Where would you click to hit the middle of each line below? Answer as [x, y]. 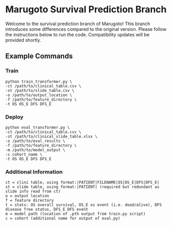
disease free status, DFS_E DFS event [47, 210]
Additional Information [34, 172]
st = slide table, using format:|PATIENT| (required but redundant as [82, 187]
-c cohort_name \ [24, 154]
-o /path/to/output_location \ [39, 95]
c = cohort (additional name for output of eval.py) [63, 219]
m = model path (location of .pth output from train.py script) [75, 214]
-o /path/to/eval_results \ [35, 141]
